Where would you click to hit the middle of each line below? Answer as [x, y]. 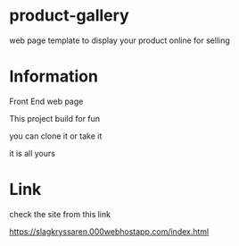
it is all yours [33, 153]
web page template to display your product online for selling [119, 40]
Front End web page [46, 101]
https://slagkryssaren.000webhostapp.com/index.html [109, 231]
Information [54, 76]
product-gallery [69, 16]
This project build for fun [55, 118]
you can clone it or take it [56, 136]
